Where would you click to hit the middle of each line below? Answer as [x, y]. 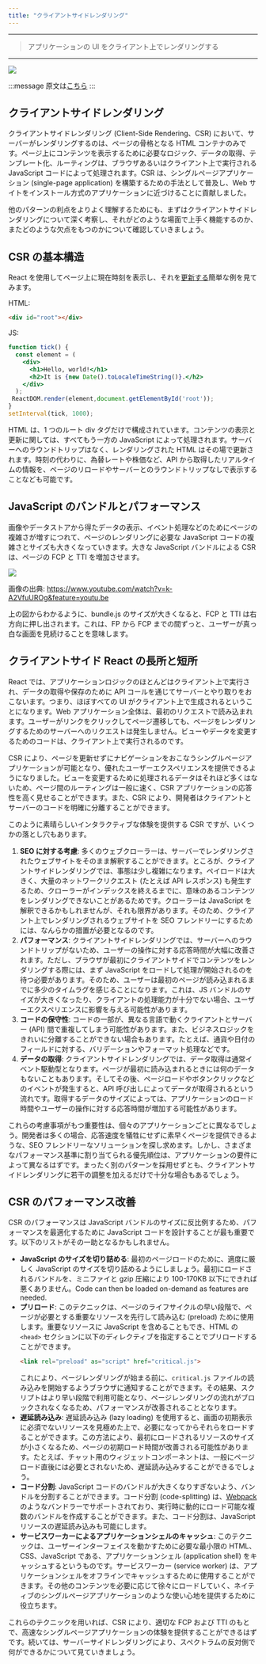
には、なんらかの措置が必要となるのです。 [89, 930]
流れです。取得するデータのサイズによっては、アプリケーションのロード [137, 1099]
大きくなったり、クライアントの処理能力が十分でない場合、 [138, 1000]
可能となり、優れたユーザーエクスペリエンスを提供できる [156, 767]
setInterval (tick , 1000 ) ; [51, 413]
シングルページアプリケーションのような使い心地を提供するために [148, 1596]
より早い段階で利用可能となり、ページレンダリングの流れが [144, 1398]
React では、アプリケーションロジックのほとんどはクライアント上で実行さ [129, 681]
